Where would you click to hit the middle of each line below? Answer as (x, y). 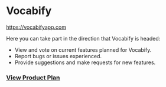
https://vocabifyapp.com (36, 27)
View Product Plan (33, 78)
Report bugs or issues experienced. (58, 56)
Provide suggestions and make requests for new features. (85, 62)
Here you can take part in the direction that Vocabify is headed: (83, 38)
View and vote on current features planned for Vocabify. (83, 50)
